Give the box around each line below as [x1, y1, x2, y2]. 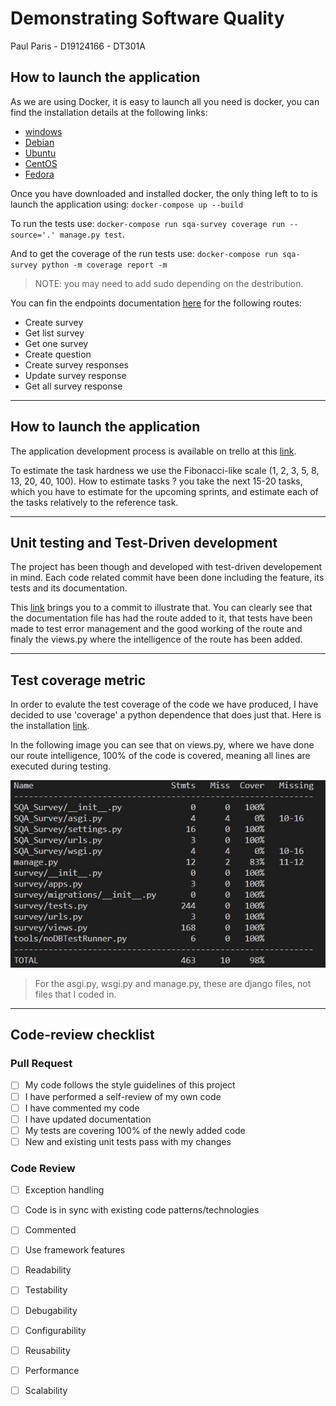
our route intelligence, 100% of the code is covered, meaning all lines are [10, 750, 311, 762]
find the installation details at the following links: [10, 106, 208, 118]
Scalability [24, 1384, 68, 1396]
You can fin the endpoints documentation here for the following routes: [10, 297, 302, 309]
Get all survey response [24, 380, 123, 392]
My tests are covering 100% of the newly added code [24, 1124, 246, 1136]
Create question [24, 348, 92, 360]
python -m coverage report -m [41, 260, 168, 270]
